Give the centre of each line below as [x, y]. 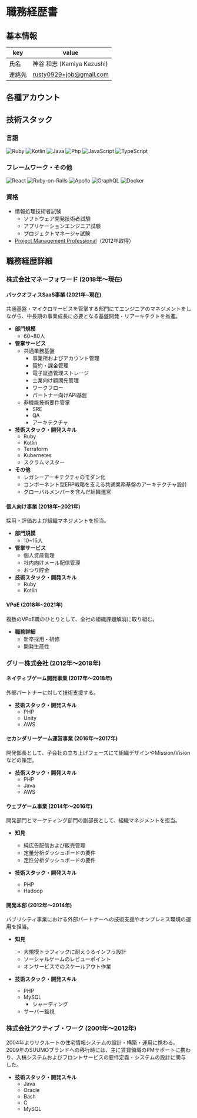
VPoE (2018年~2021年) [35, 604]
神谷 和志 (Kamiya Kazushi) [70, 64]
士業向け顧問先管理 [56, 380]
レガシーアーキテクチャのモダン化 [64, 477]
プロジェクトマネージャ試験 [57, 233]
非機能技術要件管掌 [47, 403]
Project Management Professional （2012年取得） [74, 240]
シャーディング [50, 1004]
